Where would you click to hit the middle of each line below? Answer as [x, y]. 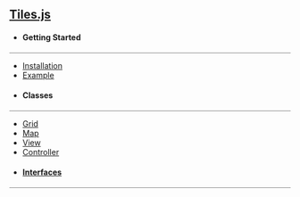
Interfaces [42, 172]
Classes [37, 95]
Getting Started [52, 37]
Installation [42, 65]
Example [38, 75]
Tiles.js [30, 15]
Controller [41, 152]
